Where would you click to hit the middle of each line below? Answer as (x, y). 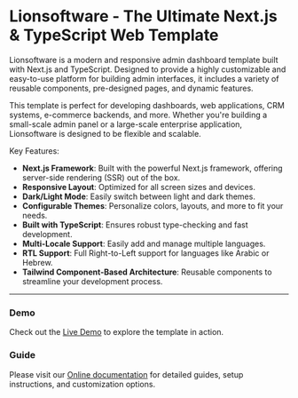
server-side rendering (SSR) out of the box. (101, 177)
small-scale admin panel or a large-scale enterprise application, (125, 124)
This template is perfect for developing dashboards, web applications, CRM (147, 105)
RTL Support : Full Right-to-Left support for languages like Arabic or (145, 253)
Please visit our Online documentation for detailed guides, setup (126, 374)
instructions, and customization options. (82, 384)
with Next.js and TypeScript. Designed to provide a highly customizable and (148, 69)
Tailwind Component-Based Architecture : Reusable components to (147, 272)
